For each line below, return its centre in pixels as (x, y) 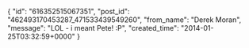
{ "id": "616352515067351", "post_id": (69, 11)
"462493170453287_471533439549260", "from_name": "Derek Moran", (125, 20)
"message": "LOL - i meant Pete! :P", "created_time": (93, 28)
